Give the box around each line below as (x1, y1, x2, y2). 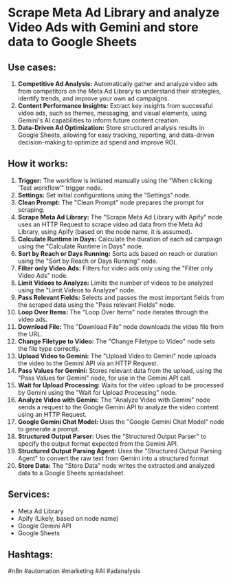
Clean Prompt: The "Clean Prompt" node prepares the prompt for (17, 198, 205, 206)
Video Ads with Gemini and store (8, 19, 199, 35)
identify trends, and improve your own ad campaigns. (17, 94, 170, 103)
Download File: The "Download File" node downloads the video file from (17, 322, 224, 331)
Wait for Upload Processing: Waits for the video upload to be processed (17, 380, 224, 389)
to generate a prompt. (17, 424, 80, 433)
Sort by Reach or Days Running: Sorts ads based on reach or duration (17, 249, 218, 257)
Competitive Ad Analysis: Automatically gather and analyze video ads (17, 80, 219, 87)
